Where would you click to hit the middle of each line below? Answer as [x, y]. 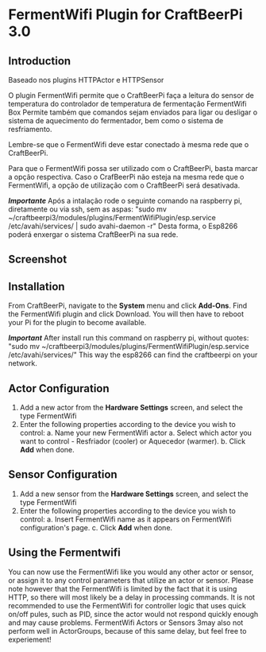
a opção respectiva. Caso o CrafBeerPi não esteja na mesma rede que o [126, 177]
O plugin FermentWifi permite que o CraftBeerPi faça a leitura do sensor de [131, 95]
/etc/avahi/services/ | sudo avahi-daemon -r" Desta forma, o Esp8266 [123, 226]
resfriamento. [30, 129]
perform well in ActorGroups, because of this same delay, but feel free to [127, 631]
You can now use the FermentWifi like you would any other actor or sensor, [131, 572]
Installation [37, 287]
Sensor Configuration [63, 475]
